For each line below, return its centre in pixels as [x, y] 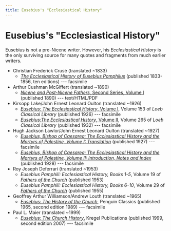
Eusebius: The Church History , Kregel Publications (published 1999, [92, 218]
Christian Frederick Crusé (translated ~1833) [60, 70]
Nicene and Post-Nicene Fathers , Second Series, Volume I [82, 92]
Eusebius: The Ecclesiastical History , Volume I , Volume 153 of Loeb [92, 109]
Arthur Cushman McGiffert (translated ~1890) [61, 87]
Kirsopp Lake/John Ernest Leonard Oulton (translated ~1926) [77, 103]
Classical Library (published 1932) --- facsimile [71, 125]
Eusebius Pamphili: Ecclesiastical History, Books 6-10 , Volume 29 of [93, 185]
